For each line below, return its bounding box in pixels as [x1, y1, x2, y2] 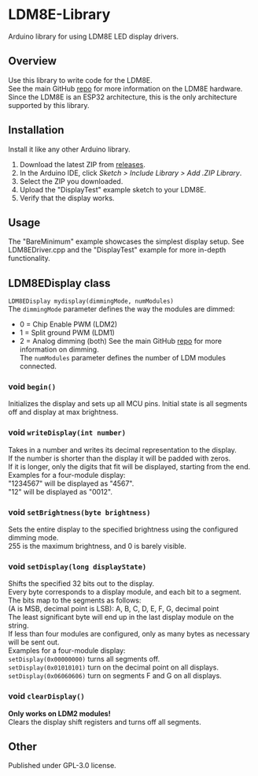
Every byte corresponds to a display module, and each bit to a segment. [8, 588, 241, 597]
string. [8, 621, 29, 630]
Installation [8, 124, 64, 137]
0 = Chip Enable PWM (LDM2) [19, 319, 118, 329]
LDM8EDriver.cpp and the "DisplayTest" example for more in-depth [8, 245, 227, 255]
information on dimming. [19, 345, 100, 354]
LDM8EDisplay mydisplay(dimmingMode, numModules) [8, 297, 175, 305]
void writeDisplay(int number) [8, 427, 127, 438]
